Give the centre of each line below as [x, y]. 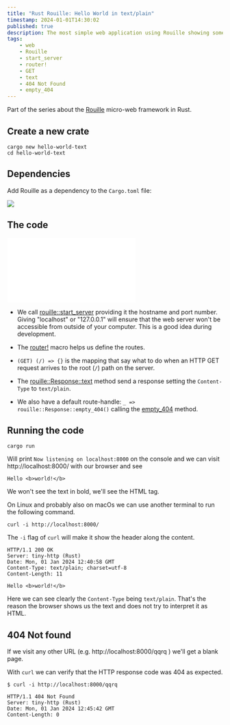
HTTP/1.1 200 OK [30, 550]
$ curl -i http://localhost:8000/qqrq [62, 685]
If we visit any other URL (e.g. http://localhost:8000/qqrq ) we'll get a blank [113, 652]
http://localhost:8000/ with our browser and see [75, 466]
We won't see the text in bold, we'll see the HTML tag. [83, 492]
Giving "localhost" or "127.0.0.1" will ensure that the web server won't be [119, 319]
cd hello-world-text [37, 153]
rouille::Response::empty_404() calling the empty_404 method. [107, 408]
